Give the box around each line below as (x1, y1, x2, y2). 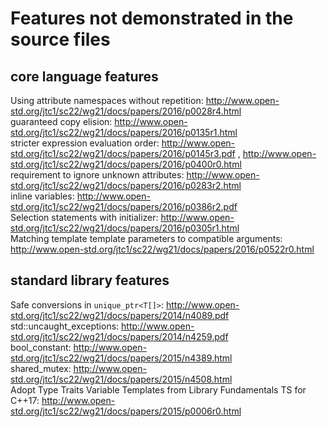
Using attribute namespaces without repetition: (10, 95, 204, 106)
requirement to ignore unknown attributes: (10, 169, 185, 181)
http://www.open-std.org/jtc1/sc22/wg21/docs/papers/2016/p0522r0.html (10, 243, 315, 255)
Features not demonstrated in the (10, 7, 294, 30)
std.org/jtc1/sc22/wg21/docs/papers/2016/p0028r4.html (10, 105, 242, 117)
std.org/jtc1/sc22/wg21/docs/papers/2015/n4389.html (10, 352, 233, 364)
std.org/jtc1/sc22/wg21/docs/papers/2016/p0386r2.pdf (10, 201, 238, 212)
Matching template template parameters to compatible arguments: (10, 233, 283, 244)
